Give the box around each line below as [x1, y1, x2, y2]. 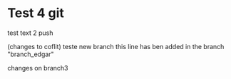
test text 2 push [7, 28, 53, 37]
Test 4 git [7, 5, 64, 21]
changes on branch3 [7, 63, 68, 72]
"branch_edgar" [7, 50, 55, 58]
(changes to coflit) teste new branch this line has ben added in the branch [7, 42, 225, 51]
